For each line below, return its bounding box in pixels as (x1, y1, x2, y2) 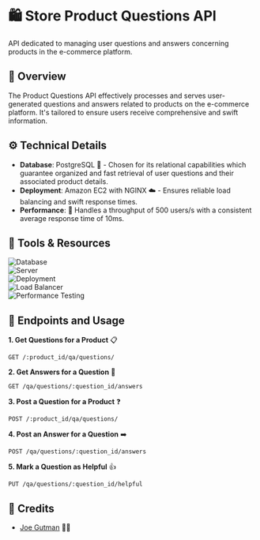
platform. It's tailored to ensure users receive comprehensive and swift (8, 107, 239, 117)
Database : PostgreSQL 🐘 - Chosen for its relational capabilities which (19, 159, 247, 169)
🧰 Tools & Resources (8, 236, 111, 249)
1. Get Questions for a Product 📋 (8, 336, 118, 345)
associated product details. (19, 176, 109, 186)
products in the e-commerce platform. (8, 47, 133, 56)
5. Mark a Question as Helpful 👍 (8, 462, 116, 471)
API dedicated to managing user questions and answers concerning (8, 38, 229, 48)
